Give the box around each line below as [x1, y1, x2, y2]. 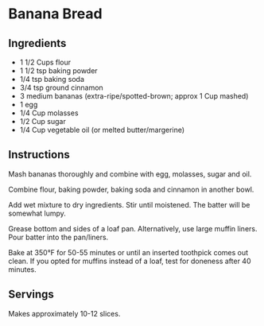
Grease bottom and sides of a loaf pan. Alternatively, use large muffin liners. [8, 223, 258, 233]
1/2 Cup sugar [19, 117, 66, 126]
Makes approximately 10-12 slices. [8, 309, 121, 318]
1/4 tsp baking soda [19, 75, 85, 83]
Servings [8, 288, 54, 301]
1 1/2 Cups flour [19, 57, 72, 67]
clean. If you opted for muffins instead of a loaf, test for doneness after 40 [8, 256, 251, 266]
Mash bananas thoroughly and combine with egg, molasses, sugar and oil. [8, 169, 252, 179]
